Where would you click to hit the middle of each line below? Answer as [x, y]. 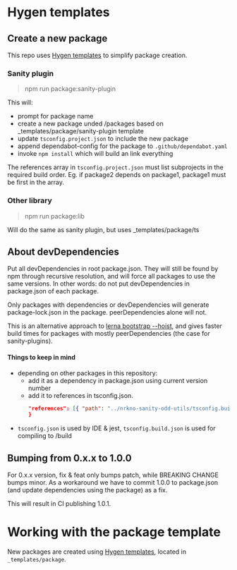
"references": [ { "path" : [66, 408]
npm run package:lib [54, 216]
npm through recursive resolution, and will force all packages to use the [111, 277]
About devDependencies [63, 251]
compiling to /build [45, 436]
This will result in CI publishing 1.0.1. [59, 504]
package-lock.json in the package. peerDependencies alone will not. [107, 313]
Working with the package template [114, 532]
